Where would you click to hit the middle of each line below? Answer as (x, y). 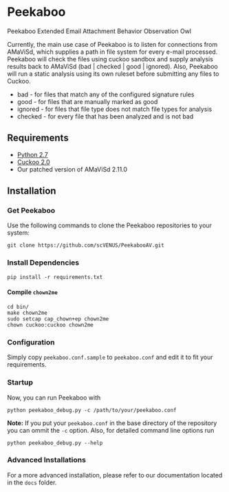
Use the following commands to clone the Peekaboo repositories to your (109, 225)
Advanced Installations (46, 460)
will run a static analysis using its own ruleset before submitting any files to (113, 74)
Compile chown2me (33, 292)
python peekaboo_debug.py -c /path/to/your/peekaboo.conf (92, 410)
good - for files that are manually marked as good (87, 101)
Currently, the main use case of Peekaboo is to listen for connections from (112, 44)
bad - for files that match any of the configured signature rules (106, 94)
